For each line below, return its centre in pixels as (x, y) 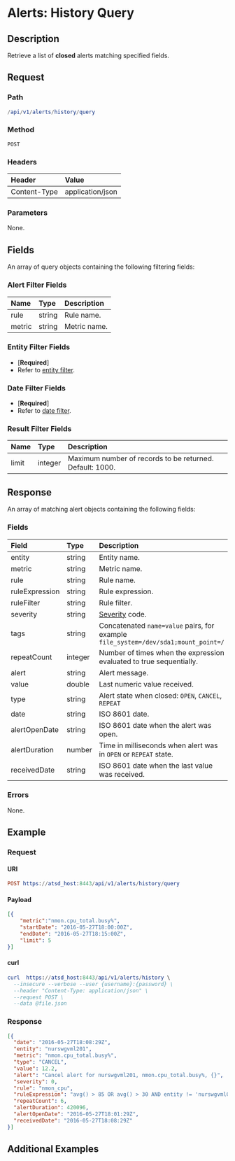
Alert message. (124, 673)
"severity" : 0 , (36, 1082)
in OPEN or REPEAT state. (136, 754)
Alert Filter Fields (37, 285)
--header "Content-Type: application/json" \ (81, 991)
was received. (122, 774)
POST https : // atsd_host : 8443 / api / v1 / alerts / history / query (93, 884)
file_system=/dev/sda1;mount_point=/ (162, 642)
